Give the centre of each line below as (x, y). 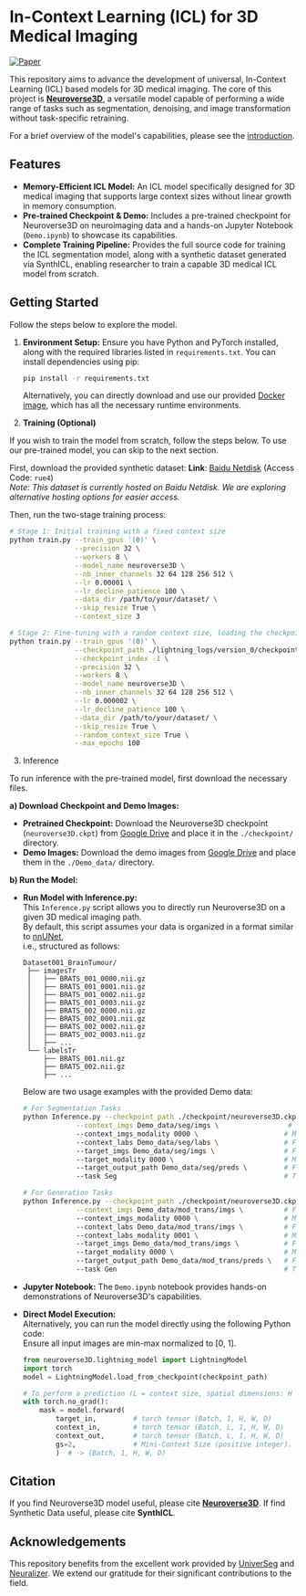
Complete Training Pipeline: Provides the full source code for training (154, 245)
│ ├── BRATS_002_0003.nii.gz (86, 1035)
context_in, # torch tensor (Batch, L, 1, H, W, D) (170, 1428)
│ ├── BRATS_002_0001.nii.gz (86, 1019)
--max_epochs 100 (107, 743)
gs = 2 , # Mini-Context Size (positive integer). (174, 1444)
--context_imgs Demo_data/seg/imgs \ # (184, 1126)
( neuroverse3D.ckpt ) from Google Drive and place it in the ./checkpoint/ (158, 834)
